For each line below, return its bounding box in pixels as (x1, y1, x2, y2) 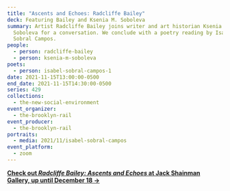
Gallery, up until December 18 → (7, 176, 101, 184)
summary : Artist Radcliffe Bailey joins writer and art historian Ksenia (7, 23, 222, 29)
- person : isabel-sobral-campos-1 (13, 67, 112, 74)
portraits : (7, 131, 38, 138)
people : (7, 42, 29, 49)
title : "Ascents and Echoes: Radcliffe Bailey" (7, 10, 146, 17)
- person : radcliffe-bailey (13, 49, 94, 55)
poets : (7, 61, 26, 68)
